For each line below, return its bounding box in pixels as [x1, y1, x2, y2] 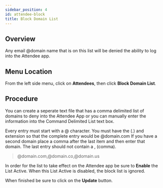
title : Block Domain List [5, 16, 58, 21]
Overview [5, 35, 36, 43]
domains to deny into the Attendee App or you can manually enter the [5, 113, 146, 119]
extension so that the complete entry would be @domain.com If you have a [5, 133, 158, 139]
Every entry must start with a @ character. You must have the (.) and [5, 128, 144, 134]
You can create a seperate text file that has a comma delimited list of [5, 108, 144, 113]
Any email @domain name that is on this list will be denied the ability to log [5, 48, 157, 54]
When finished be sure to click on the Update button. [5, 177, 113, 183]
